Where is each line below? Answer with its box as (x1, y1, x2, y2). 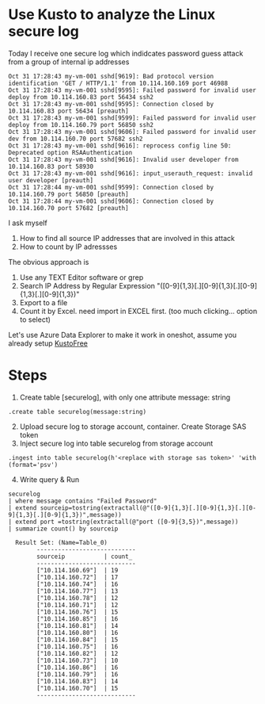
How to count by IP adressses (19, 242, 118, 251)
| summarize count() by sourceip (8, 525, 119, 533)
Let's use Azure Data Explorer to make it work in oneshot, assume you (8, 330, 237, 339)
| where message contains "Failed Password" (8, 497, 157, 505)
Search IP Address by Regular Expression (19, 281, 156, 290)
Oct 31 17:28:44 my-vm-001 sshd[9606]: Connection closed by (8, 197, 214, 205)
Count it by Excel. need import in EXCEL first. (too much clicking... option (19, 306, 258, 316)
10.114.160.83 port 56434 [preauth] (8, 107, 129, 115)
